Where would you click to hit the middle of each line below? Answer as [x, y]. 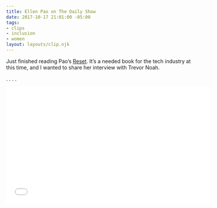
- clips [16, 28]
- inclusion [21, 34]
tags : [13, 22]
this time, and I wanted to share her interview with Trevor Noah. [83, 67]
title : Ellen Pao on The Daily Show [51, 11]
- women [16, 39]
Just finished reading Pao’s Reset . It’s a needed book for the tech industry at [99, 61]
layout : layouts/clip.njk [38, 45]
